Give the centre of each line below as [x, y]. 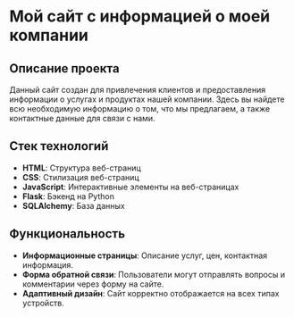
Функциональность [67, 234]
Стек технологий [59, 146]
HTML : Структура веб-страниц [81, 168]
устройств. [43, 303]
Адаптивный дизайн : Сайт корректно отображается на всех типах [151, 293]
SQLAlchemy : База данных [73, 205]
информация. [47, 264]
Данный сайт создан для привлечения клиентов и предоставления [138, 90]
